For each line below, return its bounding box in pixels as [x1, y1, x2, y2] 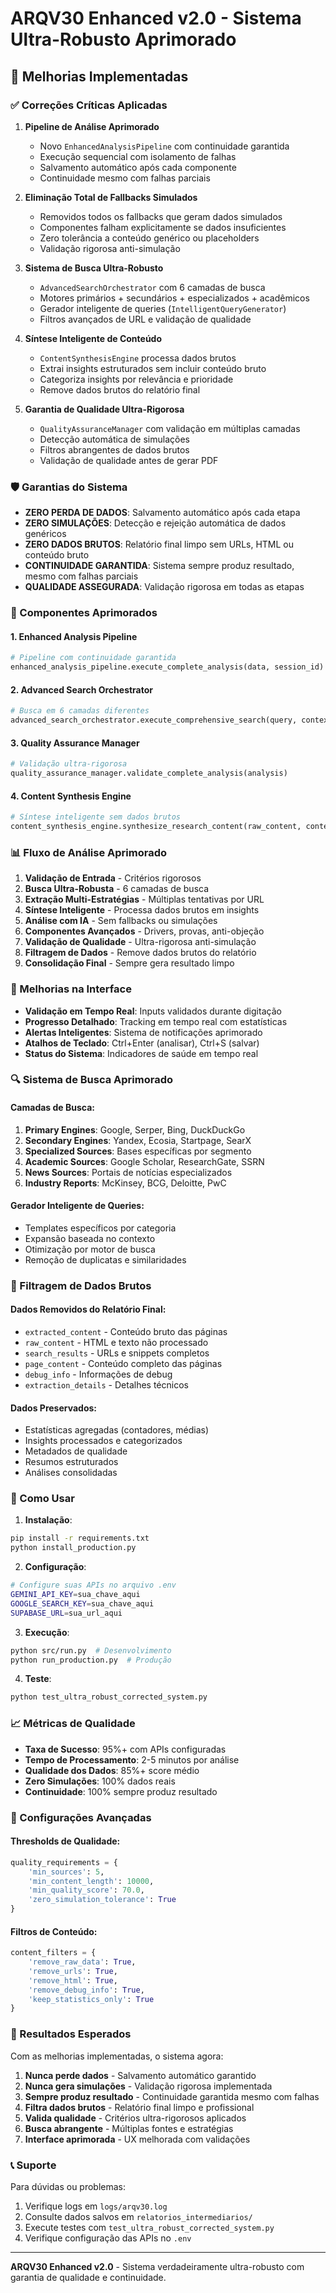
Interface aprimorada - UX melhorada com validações [24, 2133, 251, 2145]
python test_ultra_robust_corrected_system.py [10, 1692, 208, 1702]
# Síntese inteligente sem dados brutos [10, 812, 182, 822]
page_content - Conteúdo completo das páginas [24, 1357, 223, 1369]
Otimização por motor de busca [24, 1243, 156, 1255]
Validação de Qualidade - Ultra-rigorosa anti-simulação [24, 936, 257, 948]
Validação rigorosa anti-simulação [39, 242, 181, 254]
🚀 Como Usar [10, 1492, 75, 1506]
